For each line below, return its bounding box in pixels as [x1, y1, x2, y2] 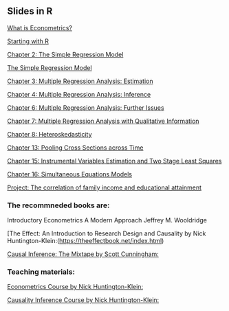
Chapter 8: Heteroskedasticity [7, 130, 92, 138]
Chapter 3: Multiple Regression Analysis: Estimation [7, 77, 153, 85]
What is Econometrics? [7, 23, 72, 32]
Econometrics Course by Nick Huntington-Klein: [7, 283, 143, 291]
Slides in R [7, 5, 53, 17]
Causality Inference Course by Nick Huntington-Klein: [7, 296, 160, 304]
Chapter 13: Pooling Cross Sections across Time [7, 143, 144, 152]
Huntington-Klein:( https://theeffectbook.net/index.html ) [7, 237, 164, 245]
